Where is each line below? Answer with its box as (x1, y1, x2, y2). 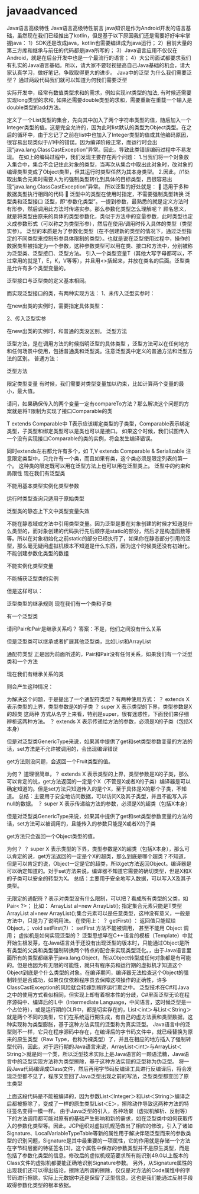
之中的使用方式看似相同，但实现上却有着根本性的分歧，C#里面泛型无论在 (6, 991, 185, 998)
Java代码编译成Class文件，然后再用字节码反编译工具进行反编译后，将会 (11, 1065, 187, 1072)
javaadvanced (6, 4, 78, 18)
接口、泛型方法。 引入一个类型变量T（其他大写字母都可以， (43, 249, 188, 257)
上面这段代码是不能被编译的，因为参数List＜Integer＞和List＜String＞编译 (6, 1092, 185, 1100)
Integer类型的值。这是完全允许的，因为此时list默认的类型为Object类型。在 (6, 123, 187, 131)
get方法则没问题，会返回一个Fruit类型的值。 (6, 757, 114, 765)
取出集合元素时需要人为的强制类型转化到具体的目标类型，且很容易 (6, 175, 167, 183)
